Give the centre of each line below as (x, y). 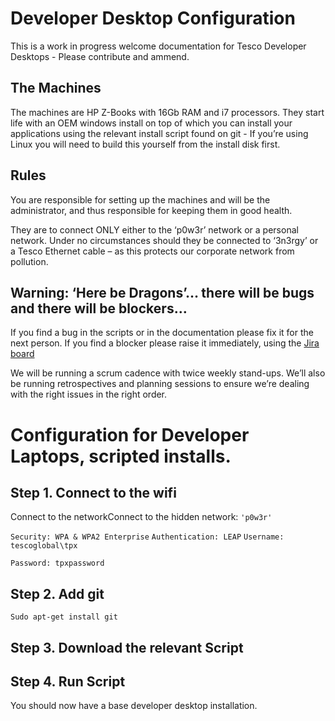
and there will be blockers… (99, 308)
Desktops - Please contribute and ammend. (100, 56)
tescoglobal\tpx (44, 546)
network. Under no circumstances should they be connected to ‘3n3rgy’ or (164, 240)
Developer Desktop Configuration (153, 18)
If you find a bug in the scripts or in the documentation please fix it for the (162, 333)
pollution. (29, 261)
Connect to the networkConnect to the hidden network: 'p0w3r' (141, 517)
